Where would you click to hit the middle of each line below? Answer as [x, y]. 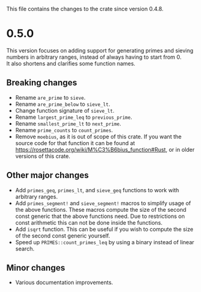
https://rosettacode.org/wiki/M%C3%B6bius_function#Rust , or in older [105, 149]
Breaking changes [42, 83]
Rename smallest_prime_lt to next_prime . [68, 123]
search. [25, 249]
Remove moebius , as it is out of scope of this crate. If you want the [98, 137]
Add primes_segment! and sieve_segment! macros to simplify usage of [103, 203]
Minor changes [36, 268]
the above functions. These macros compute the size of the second [101, 209]
